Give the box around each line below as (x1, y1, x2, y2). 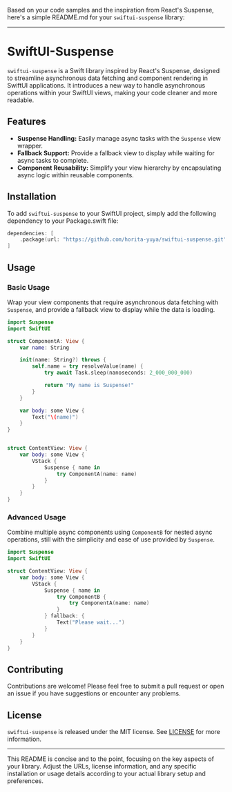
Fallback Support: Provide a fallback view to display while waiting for (17, 148, 215, 157)
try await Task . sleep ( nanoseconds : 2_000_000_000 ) (43, 369, 193, 377)
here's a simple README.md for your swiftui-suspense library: (7, 13, 185, 21)
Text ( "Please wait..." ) (56, 619, 126, 626)
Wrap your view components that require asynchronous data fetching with (7, 298, 219, 306)
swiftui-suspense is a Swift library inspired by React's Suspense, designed (7, 66, 220, 75)
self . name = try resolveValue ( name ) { (32, 363, 144, 370)
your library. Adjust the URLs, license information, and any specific (7, 762, 197, 771)
